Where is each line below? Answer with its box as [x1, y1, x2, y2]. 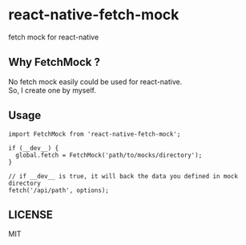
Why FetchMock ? [8, 55, 100, 69]
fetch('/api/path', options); [8, 186, 110, 194]
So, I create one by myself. [8, 85, 96, 95]
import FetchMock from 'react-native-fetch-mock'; [8, 130, 181, 138]
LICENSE [8, 207, 54, 222]
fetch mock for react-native [8, 32, 99, 42]
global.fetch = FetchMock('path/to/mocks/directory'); [15, 151, 203, 159]
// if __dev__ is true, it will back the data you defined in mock [8, 172, 239, 180]
